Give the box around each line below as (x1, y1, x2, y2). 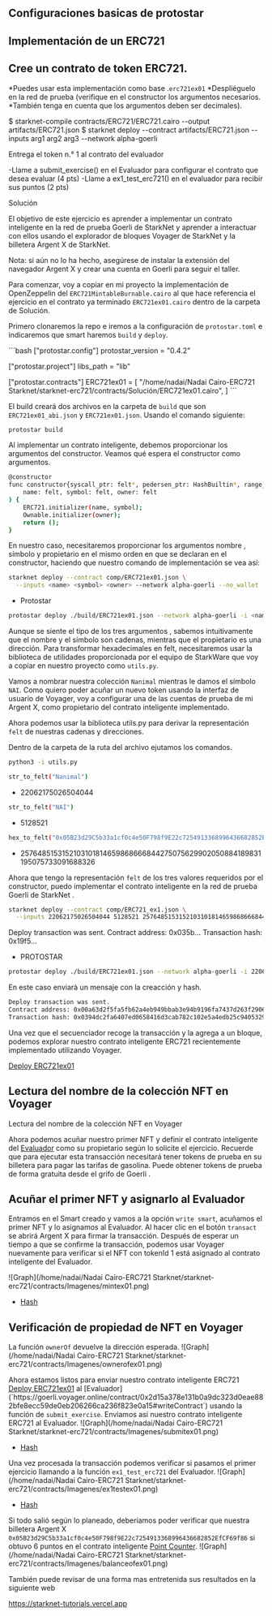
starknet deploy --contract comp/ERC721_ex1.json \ (8, 905, 186, 914)
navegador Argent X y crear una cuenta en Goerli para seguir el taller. (8, 264, 240, 274)
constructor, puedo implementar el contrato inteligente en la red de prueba (8, 881, 257, 891)
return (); (23, 519, 60, 527)
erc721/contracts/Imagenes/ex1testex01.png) (8, 1485, 159, 1494)
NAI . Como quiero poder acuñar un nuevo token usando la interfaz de (8, 685, 240, 695)
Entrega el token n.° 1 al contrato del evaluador (8, 149, 164, 159)
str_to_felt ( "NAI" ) (8, 803, 74, 811)
